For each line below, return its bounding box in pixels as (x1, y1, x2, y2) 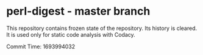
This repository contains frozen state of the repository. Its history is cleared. (6, 24, 197, 32)
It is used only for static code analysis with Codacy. (6, 31, 135, 38)
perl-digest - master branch (6, 4, 151, 18)
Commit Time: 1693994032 (6, 43, 76, 50)
